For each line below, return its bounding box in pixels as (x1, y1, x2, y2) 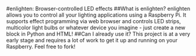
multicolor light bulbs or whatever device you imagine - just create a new (6, 24, 186, 31)
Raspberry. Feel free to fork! (6, 43, 76, 50)
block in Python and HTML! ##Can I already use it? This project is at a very (6, 30, 191, 38)
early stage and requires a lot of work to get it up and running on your (6, 37, 178, 43)
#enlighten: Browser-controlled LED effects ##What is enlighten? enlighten (6, 5, 191, 12)
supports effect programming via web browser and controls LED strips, (6, 18, 181, 24)
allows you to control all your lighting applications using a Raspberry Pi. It (6, 11, 186, 18)
